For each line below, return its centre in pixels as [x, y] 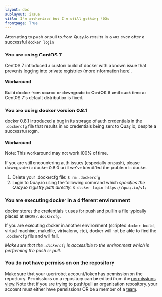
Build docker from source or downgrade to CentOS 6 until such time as [76, 93]
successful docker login [30, 42]
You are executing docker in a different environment [67, 200]
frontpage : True [21, 23]
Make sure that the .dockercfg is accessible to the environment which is [77, 245]
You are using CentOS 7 [33, 55]
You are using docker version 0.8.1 [46, 110]
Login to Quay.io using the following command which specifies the [78, 183]
